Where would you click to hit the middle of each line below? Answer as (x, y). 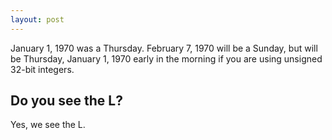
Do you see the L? (66, 101)
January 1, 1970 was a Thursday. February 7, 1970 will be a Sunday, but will (164, 48)
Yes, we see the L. (48, 125)
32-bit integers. (42, 69)
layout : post (37, 19)
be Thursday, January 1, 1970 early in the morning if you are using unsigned (166, 58)
